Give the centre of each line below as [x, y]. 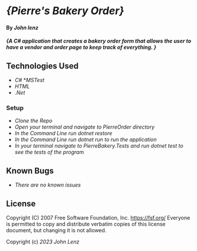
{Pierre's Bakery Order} [65, 11]
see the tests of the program [49, 152]
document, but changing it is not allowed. [56, 230]
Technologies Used [42, 66]
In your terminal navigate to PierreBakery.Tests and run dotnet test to [99, 146]
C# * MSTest [29, 80]
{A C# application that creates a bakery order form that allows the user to [99, 41]
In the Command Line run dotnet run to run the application [86, 139]
